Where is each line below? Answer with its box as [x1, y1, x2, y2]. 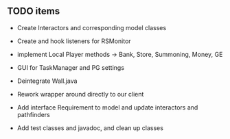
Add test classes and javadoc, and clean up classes [16, 123, 163, 132]
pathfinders [16, 110, 50, 118]
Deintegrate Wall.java [16, 77, 78, 85]
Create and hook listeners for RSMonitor [16, 37, 132, 45]
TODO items [7, 5, 60, 17]
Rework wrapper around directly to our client [16, 90, 144, 98]
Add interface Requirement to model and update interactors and [16, 103, 198, 112]
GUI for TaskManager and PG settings [16, 63, 125, 71]
